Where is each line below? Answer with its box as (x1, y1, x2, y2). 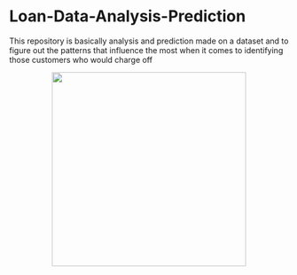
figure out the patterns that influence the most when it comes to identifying (9, 44, 284, 55)
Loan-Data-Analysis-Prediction (9, 6, 246, 27)
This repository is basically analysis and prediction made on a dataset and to (9, 35, 289, 46)
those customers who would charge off (9, 54, 153, 65)
